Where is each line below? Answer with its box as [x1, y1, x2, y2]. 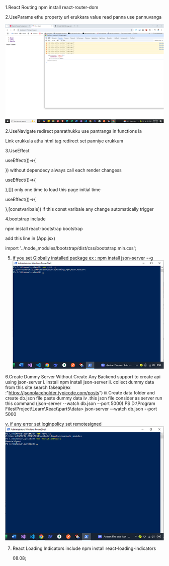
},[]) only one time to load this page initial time [5, 187, 101, 193]
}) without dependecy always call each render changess [5, 167, 122, 173]
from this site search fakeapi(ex [5, 384, 71, 390]
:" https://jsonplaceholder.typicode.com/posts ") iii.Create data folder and [5, 390, 155, 396]
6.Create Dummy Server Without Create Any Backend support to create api [5, 374, 161, 380]
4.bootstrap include [5, 216, 46, 222]
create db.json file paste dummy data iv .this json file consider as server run [5, 395, 162, 401]
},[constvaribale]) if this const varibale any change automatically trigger [5, 206, 154, 212]
